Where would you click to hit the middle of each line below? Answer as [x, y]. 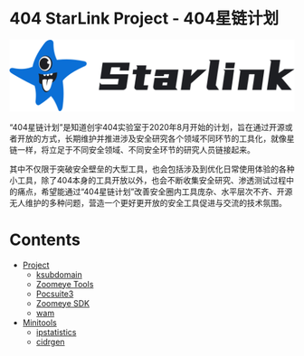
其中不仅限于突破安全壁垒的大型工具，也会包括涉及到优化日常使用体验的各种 [152, 169]
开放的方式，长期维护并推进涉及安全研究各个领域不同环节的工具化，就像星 [156, 138]
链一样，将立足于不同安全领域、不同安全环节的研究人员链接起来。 [132, 149]
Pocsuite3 [55, 294]
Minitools [39, 323]
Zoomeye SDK [63, 303]
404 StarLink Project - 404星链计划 [144, 19]
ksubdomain [59, 274]
